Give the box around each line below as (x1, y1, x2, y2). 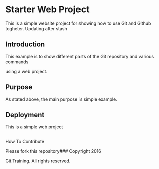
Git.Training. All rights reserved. (5, 158, 71, 164)
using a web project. (5, 68, 48, 74)
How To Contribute (5, 138, 44, 144)
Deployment (5, 110, 45, 119)
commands (5, 59, 29, 65)
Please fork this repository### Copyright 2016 (5, 148, 102, 154)
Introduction (5, 40, 45, 49)
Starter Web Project (5, 4, 90, 15)
